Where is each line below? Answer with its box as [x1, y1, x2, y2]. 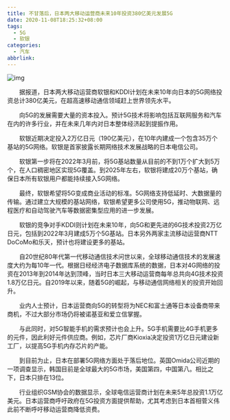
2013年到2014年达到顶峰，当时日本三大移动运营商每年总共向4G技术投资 [19, 269, 224, 278]
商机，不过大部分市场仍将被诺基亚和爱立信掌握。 [7, 310, 146, 318]
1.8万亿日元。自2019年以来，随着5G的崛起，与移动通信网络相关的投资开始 [7, 278, 218, 286]
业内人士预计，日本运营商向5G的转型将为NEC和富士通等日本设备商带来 [19, 301, 220, 310]
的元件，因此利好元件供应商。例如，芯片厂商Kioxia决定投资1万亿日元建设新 [7, 333, 220, 341]
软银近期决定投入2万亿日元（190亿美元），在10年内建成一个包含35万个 [19, 134, 218, 142]
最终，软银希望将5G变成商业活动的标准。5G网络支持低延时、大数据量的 [19, 189, 222, 197]
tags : [7, 23, 23, 30]
